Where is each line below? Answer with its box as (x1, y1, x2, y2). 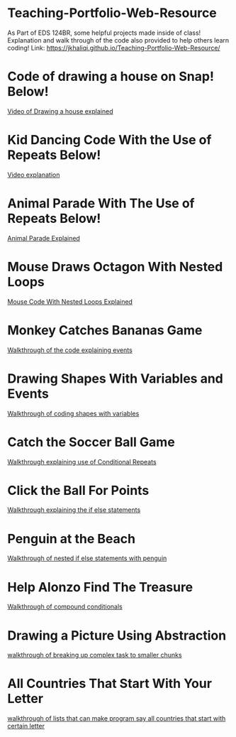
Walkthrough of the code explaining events (7, 346, 133, 354)
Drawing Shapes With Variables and (7, 371, 223, 386)
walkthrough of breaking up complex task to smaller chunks (7, 651, 182, 660)
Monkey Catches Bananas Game (7, 322, 203, 338)
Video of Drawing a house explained (7, 107, 113, 115)
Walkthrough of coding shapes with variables (7, 409, 140, 417)
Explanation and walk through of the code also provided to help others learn (7, 36, 230, 44)
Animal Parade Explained (7, 234, 80, 242)
